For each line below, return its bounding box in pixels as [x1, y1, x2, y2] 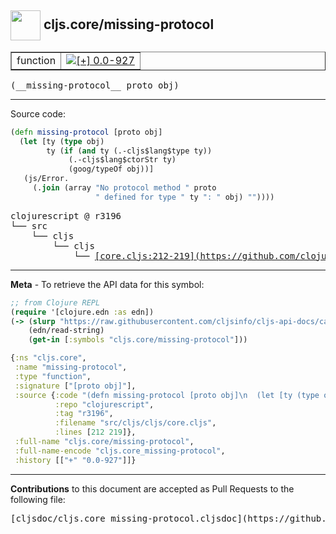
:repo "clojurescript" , [54, 399, 155, 410]
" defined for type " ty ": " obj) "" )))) [95, 192, 275, 202]
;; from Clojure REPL [10, 297, 101, 308]
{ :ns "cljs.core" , [10, 353, 87, 363]
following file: [10, 493, 66, 505]
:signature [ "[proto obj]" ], [14, 381, 137, 391]
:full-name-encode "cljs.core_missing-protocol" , [14, 446, 226, 456]
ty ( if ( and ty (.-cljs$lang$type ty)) [46, 146, 213, 156]
